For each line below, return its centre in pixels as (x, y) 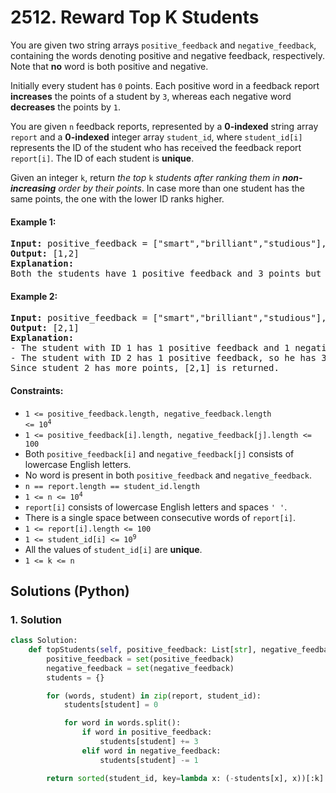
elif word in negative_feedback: (151, 751)
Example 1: (33, 222)
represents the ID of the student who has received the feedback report (156, 147)
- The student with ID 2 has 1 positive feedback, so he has (163, 358)
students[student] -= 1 (149, 760)
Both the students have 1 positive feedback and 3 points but (166, 274)
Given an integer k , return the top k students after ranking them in (145, 177)
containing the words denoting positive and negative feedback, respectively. (167, 55)
